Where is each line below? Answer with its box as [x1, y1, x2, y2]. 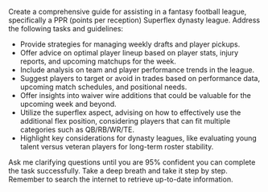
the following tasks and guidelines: [8, 24, 123, 33]
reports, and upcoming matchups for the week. [19, 56, 177, 66]
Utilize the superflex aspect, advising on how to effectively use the [19, 108, 241, 117]
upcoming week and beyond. [19, 100, 117, 108]
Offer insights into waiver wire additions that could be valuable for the [19, 91, 251, 100]
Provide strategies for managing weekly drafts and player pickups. [19, 39, 241, 49]
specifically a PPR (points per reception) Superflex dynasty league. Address [8, 15, 260, 25]
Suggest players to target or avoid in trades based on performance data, [19, 74, 260, 83]
